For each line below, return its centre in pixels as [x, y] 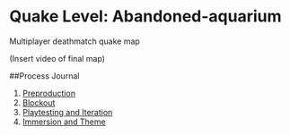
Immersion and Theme [64, 122]
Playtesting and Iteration [67, 112]
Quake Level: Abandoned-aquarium [145, 17]
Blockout [39, 102]
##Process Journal [44, 76]
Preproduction [49, 93]
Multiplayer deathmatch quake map [75, 41]
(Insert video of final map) [57, 58]
